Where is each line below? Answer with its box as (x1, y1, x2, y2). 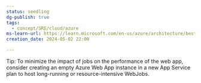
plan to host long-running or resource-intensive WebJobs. (6, 71, 150, 77)
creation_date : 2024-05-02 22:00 (6, 36, 90, 42)
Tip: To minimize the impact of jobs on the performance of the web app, (6, 58, 184, 65)
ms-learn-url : (6, 31, 42, 37)
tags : (6, 20, 20, 25)
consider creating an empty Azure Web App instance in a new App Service (6, 64, 191, 71)
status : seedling (6, 8, 50, 15)
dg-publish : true (6, 14, 50, 20)
